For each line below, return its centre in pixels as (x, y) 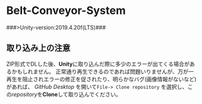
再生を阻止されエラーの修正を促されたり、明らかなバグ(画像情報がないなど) (101, 79)
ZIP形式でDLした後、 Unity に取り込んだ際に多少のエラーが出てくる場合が (98, 64)
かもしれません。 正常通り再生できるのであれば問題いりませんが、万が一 (103, 71)
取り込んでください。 (95, 94)
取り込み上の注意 (38, 48)
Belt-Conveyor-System (66, 11)
